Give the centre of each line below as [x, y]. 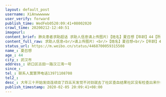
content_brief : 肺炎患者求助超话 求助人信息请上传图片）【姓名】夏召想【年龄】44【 [81, 37]
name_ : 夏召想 [19, 50]
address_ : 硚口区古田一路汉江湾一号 [38, 64]
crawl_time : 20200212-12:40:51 [37, 28]
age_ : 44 [14, 55]
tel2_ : [12, 78]
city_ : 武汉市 [19, 60]
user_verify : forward [27, 19]
